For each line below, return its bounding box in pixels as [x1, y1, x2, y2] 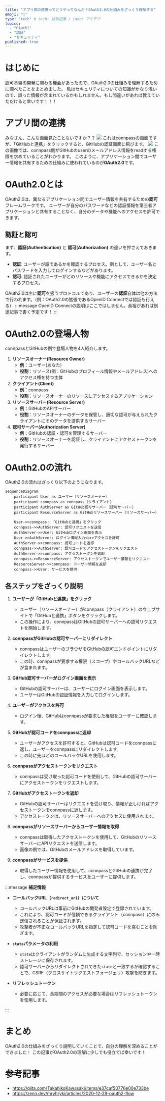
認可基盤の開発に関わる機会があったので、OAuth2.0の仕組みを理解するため [5, 80, 158, 86]
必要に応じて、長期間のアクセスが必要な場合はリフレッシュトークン [19, 991, 158, 997]
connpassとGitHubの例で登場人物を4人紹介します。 [5, 345, 111, 352]
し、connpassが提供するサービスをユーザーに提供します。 [19, 874, 139, 880]
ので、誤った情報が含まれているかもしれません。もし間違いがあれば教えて [5, 92, 156, 98]
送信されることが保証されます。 [19, 918, 85, 924]
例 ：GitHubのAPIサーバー [19, 406, 71, 412]
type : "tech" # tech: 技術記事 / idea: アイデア [5, 16, 101, 21]
